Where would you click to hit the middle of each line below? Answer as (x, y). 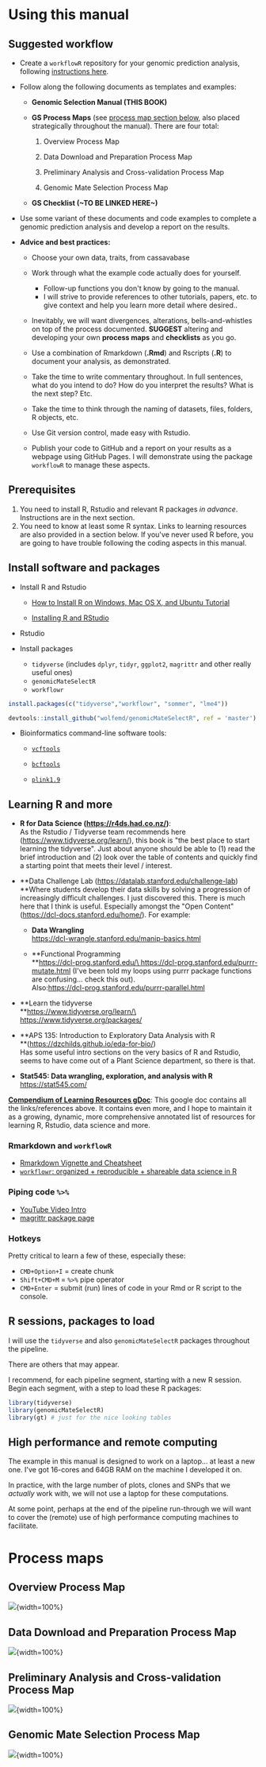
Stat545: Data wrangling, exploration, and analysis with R (116, 1076)
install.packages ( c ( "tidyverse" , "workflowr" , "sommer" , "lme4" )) (118, 704)
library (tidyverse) (40, 1402)
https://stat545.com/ (53, 1085)
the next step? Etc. (62, 394)
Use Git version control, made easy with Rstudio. (111, 433)
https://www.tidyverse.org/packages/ (81, 1020)
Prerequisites (42, 490)
